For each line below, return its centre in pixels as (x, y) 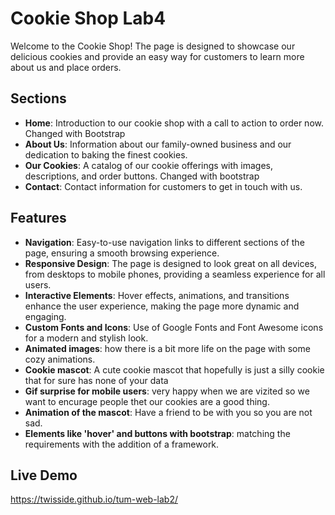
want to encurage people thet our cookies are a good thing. (147, 401)
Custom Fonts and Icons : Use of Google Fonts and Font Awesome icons (174, 327)
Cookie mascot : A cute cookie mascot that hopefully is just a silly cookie (174, 369)
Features (38, 218)
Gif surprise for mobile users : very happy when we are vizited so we (167, 391)
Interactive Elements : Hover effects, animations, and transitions (157, 295)
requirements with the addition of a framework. (122, 444)
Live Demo (44, 475)
